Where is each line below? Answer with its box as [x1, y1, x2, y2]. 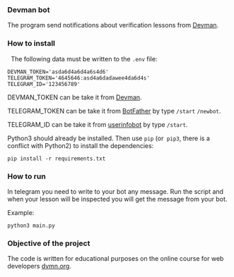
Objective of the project [7, 238, 90, 248]
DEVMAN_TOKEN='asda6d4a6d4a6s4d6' [7, 68, 110, 75]
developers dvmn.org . [7, 262, 72, 271]
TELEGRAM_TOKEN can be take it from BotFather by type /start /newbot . [7, 106, 221, 115]
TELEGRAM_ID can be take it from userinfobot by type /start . [7, 120, 188, 128]
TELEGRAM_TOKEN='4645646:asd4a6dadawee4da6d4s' [7, 74, 151, 82]
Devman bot [7, 5, 50, 15]
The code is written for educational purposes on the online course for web [7, 254, 224, 263]
